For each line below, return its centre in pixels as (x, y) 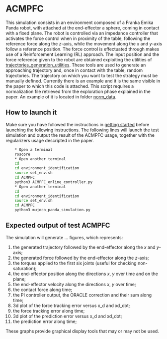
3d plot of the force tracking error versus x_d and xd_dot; (71, 306)
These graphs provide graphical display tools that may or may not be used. (83, 331)
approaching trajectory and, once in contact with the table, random (74, 70)
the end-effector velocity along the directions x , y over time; (74, 284)
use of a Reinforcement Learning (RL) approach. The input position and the (83, 54)
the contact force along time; (42, 290)
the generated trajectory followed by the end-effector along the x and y (86, 247)
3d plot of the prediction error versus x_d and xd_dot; (67, 316)
